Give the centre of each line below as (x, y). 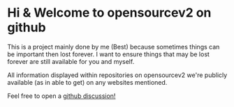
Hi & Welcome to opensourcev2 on (109, 13)
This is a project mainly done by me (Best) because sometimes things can (114, 47)
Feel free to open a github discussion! (61, 96)
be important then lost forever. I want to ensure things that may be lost (108, 54)
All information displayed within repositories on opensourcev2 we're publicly (117, 75)
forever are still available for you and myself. (71, 61)
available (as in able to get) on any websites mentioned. (87, 82)
